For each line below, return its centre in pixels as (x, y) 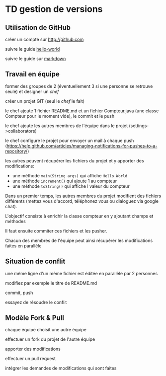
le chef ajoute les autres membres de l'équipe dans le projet (67, 126)
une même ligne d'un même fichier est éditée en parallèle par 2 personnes (82, 273)
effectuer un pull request (31, 359)
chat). (11, 206)
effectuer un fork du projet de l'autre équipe (50, 339)
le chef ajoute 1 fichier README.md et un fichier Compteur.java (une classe (82, 111)
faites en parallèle (23, 246)
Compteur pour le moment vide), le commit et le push (60, 116)
